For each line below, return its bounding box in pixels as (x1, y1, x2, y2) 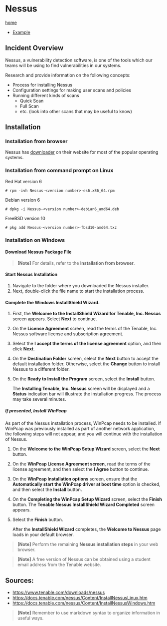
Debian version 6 (5, 197, 40, 203)
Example (12, 29, 31, 35)
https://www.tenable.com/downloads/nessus (12, 589, 105, 595)
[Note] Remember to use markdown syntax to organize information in (17, 610, 161, 616)
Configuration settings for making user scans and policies (12, 87, 131, 93)
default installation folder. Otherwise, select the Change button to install (12, 361, 161, 367)
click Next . (12, 346, 35, 352)
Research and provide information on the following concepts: (5, 72, 131, 78)
